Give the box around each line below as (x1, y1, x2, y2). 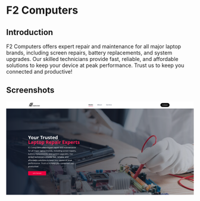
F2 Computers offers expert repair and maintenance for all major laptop (6, 43, 182, 50)
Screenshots (6, 85, 55, 95)
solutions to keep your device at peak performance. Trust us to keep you (6, 62, 185, 69)
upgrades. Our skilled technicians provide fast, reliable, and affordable (6, 56, 179, 62)
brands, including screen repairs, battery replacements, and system (6, 49, 173, 56)
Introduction (6, 27, 54, 37)
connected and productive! (6, 68, 73, 75)
